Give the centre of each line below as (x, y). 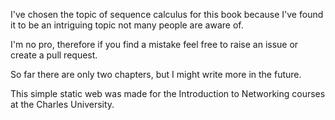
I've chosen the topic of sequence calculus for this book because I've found (167, 14)
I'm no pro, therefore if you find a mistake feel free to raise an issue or (154, 44)
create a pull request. (54, 55)
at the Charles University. (62, 104)
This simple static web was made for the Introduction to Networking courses (168, 93)
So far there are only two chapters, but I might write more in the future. (156, 74)
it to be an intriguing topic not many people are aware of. (127, 25)
